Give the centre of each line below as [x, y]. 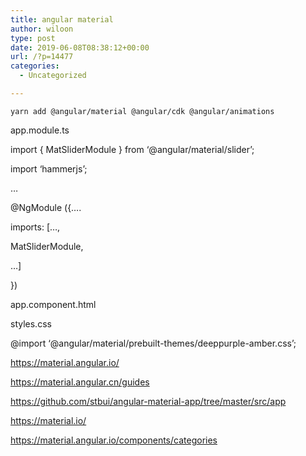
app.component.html [53, 304]
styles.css [31, 323]
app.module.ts [40, 130]
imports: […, [35, 227]
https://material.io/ [48, 420]
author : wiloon [42, 29]
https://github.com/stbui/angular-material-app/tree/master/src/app [148, 401]
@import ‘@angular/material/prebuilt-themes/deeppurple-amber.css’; [153, 343]
